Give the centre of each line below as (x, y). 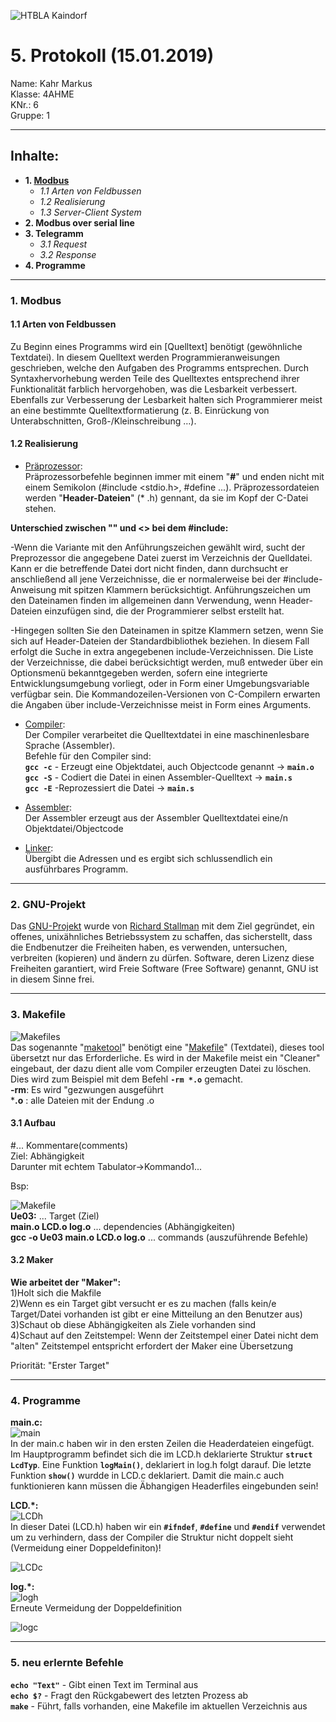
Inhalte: (35, 156)
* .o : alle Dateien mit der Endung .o (82, 1100)
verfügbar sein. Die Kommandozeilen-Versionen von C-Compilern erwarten (165, 694)
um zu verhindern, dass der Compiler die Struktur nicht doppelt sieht (152, 1537)
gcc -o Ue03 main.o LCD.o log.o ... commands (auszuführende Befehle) (159, 1237)
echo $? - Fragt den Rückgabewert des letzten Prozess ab (129, 1695)
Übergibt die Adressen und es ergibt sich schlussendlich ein (148, 859)
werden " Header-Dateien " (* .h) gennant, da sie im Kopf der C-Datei (166, 498)
